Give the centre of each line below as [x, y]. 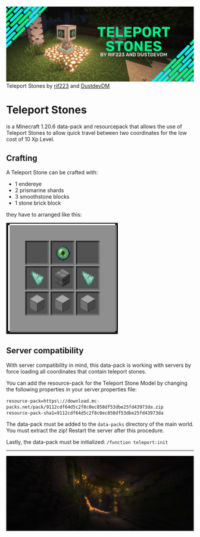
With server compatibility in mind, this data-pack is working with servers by [99, 365]
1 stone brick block [38, 203]
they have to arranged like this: [44, 215]
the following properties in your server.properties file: [71, 389]
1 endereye [28, 184]
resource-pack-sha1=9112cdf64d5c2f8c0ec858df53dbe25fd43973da [85, 413]
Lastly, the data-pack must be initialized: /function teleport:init [87, 442]
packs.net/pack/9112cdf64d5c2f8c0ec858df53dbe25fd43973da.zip [85, 407]
